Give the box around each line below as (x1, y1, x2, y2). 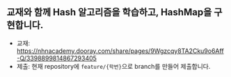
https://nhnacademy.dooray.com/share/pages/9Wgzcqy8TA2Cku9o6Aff (16, 47, 224, 55)
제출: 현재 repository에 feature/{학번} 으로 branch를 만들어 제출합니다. (16, 62, 211, 70)
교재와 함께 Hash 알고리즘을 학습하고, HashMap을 (6, 6, 212, 19)
